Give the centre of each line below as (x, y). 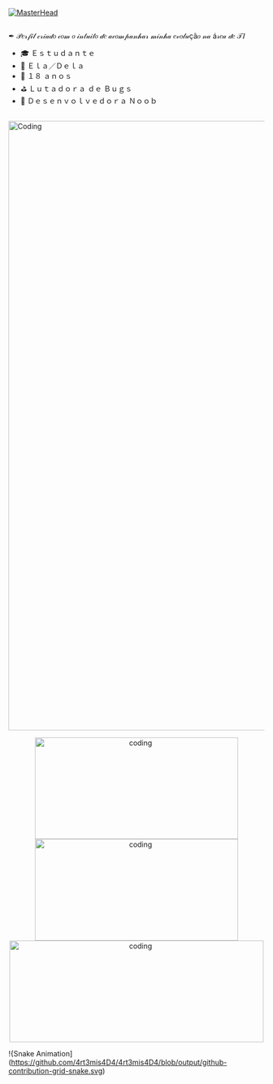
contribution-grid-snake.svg (56, 1071)
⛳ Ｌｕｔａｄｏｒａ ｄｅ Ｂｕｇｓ (76, 89)
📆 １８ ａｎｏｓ (46, 76)
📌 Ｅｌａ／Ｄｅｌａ (52, 66)
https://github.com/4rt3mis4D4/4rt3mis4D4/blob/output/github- (119, 1062)
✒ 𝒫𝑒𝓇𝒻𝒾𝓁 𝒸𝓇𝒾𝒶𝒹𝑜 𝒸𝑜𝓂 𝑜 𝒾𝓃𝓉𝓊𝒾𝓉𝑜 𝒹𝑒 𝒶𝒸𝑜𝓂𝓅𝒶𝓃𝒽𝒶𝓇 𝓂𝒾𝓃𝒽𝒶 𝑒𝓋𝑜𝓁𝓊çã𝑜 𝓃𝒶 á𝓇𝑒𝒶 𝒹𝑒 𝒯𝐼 (127, 36)
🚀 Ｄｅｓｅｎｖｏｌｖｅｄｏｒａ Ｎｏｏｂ (89, 101)
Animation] (54, 1053)
